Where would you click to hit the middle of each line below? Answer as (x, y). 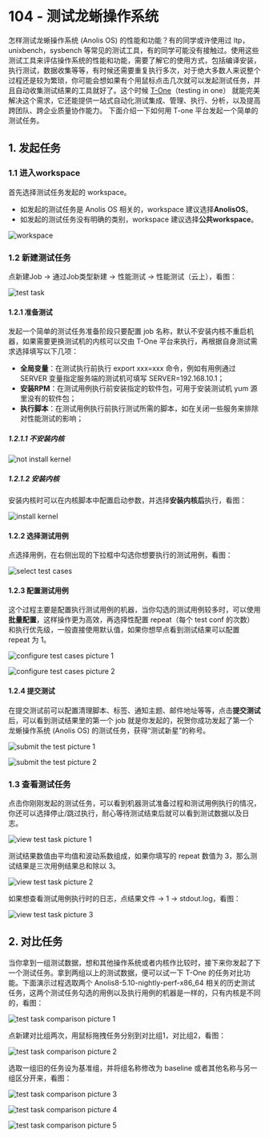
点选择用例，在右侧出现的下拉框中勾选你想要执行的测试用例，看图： (120, 555)
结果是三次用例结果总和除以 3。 (67, 866)
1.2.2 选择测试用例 (39, 535)
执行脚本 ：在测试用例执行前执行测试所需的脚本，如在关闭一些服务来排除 (139, 408)
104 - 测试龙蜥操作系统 (84, 16)
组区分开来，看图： (40, 1078)
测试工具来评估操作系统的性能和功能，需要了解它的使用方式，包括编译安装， (134, 60)
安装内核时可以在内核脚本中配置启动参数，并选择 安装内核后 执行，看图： (127, 500)
